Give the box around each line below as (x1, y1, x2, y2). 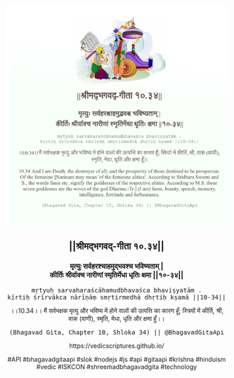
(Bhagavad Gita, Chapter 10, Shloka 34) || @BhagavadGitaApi (8, 328, 225, 336)
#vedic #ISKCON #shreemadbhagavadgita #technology (36, 363, 197, 371)
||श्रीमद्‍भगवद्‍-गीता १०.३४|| (68, 241, 165, 252)
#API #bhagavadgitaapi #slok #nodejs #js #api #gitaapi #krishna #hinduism (7, 355, 226, 363)
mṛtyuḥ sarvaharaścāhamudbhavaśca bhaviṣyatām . (31, 286, 202, 294)
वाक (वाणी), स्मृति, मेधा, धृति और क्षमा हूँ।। (68, 314, 165, 323)
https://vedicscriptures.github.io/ (68, 342, 165, 350)
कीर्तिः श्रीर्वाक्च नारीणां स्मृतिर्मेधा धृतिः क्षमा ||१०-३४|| (49, 270, 184, 280)
